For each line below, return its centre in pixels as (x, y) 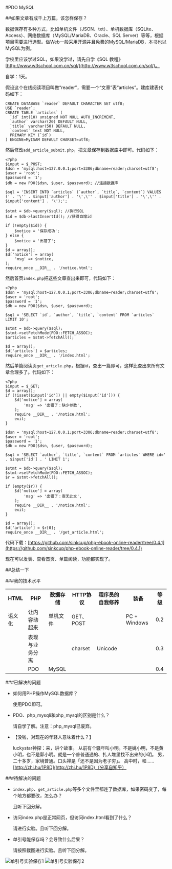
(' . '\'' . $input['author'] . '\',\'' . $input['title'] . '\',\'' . (83, 197)
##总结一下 (17, 570)
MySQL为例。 (20, 48)
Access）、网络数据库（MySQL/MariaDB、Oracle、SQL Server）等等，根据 (84, 35)
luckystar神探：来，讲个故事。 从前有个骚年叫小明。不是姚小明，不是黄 (88, 748)
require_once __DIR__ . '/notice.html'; (49, 268)
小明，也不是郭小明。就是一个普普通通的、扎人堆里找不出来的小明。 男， (90, 754)
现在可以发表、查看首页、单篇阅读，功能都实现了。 (59, 559)
